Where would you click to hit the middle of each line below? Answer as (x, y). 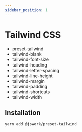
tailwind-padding (30, 86)
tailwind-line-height (32, 76)
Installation (23, 113)
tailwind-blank (27, 54)
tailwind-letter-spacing (36, 70)
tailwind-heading (29, 65)
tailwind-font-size (30, 59)
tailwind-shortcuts (31, 92)
